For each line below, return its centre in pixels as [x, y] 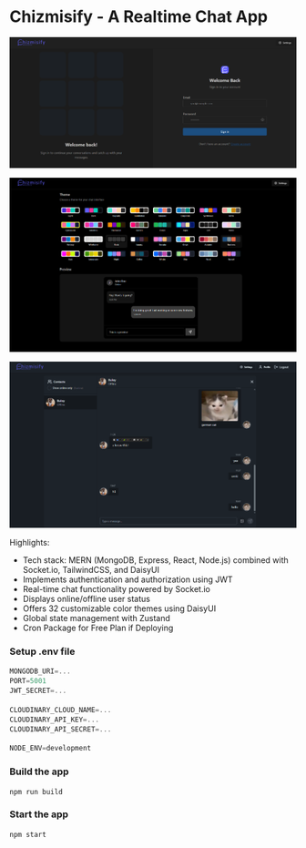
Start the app [39, 814]
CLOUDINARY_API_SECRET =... [61, 729]
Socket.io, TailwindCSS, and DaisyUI [91, 570]
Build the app [40, 771]
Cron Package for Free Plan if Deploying [98, 628]
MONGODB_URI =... [40, 671]
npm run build [36, 792]
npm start [28, 834]
